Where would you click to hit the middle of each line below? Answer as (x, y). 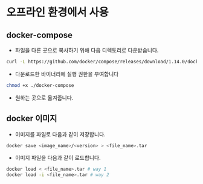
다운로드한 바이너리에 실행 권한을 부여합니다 (67, 74)
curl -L (16, 62)
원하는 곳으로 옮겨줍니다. (44, 98)
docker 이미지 (32, 119)
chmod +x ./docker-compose (40, 85)
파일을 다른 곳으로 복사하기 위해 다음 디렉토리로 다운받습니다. (87, 50)
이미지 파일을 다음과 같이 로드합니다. (58, 158)
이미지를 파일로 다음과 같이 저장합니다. (60, 134)
